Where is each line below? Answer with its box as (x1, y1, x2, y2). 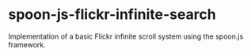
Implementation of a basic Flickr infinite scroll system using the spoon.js (8, 32, 244, 41)
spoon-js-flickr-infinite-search (8, 6, 216, 24)
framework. (8, 39, 46, 49)
